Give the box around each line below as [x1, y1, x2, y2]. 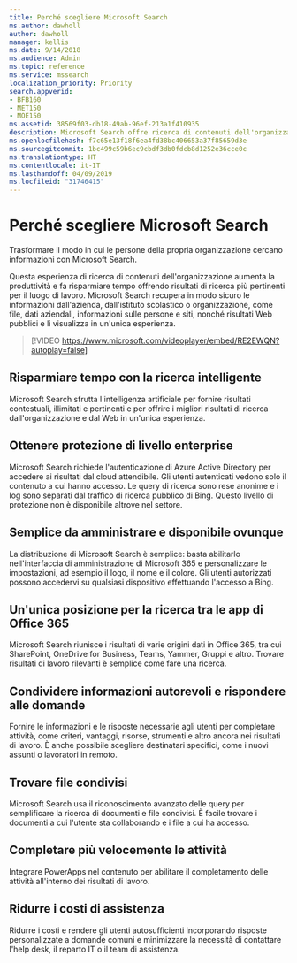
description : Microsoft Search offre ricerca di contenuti [9, 128, 232, 137]
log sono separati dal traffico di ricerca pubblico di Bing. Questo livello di [9, 490, 274, 501]
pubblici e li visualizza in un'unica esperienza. [9, 318, 177, 329]
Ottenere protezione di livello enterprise [9, 439, 233, 454]
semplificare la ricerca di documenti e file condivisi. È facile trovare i [9, 807, 258, 818]
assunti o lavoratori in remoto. [9, 749, 118, 760]
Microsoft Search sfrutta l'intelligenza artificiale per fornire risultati [9, 394, 252, 404]
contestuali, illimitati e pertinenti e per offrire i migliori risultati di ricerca [9, 403, 269, 414]
